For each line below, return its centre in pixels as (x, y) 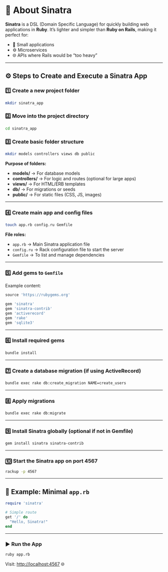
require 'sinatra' (24, 503)
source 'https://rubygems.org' (38, 295)
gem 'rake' (16, 318)
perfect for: (17, 35)
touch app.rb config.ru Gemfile (39, 225)
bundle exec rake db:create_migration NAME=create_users (66, 383)
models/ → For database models (46, 173)
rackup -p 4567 (21, 472)
